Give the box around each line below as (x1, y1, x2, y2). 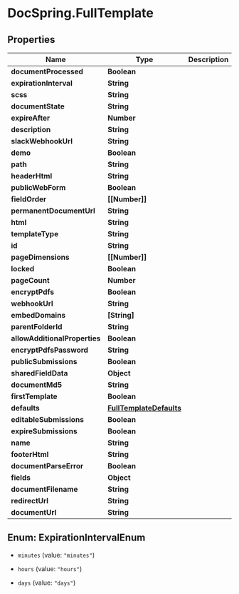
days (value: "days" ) (17, 578, 76, 587)
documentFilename (11, 484, 78, 494)
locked (11, 264, 35, 273)
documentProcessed (11, 66, 84, 76)
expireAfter (11, 113, 51, 123)
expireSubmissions (11, 426, 78, 436)
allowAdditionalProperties (11, 333, 101, 343)
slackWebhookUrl (11, 136, 73, 146)
